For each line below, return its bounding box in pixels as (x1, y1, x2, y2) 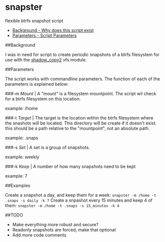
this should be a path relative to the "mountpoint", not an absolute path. (5, 125, 150, 131)
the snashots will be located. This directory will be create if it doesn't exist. (5, 120, 157, 126)
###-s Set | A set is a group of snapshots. (5, 144, 90, 150)
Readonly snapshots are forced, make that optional (12, 227, 116, 233)
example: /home (5, 105, 38, 111)
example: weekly (5, 154, 39, 160)
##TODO (5, 212, 23, 218)
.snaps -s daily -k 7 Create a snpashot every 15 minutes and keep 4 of (5, 197, 153, 203)
